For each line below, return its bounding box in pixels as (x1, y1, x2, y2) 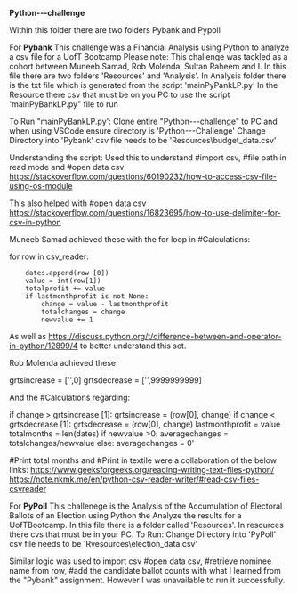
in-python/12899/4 (9, 340, 78, 351)
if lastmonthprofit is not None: (25, 292, 149, 301)
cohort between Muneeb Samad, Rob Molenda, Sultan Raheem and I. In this (9, 61, 287, 71)
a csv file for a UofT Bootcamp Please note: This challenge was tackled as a (9, 52, 288, 61)
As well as (9, 331, 47, 341)
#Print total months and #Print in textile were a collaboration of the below (9, 455, 278, 466)
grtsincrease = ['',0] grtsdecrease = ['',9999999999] (9, 375, 203, 386)
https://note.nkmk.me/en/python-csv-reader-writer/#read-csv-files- (9, 474, 260, 484)
